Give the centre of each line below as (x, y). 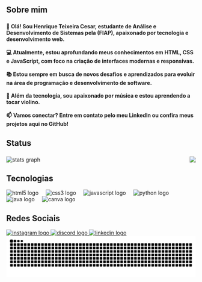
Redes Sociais (33, 218)
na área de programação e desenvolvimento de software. (79, 83)
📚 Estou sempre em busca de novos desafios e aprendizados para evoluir (101, 74)
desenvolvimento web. (35, 39)
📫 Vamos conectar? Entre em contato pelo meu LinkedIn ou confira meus (100, 115)
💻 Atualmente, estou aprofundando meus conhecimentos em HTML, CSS (100, 52)
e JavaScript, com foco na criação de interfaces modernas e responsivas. (100, 61)
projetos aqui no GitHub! (38, 124)
